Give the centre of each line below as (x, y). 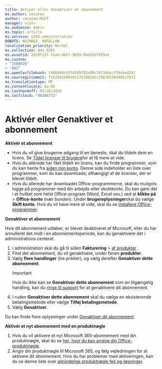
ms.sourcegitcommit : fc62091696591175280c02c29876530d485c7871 (70, 77)
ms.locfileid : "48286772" (31, 95)
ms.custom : (16, 59)
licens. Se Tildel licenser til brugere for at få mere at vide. (69, 158)
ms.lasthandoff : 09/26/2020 (33, 91)
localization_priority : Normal (37, 46)
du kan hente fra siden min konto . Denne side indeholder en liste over (81, 168)
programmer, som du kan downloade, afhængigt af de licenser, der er (81, 174)
